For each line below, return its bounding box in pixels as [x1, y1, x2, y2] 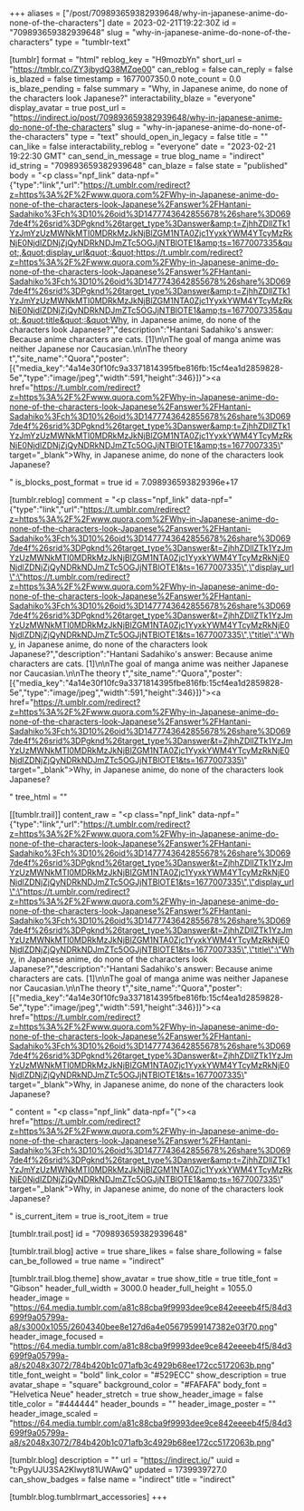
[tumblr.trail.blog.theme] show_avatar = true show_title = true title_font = [9, 1273, 279, 1283]
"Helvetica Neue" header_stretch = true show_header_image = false [9, 1388, 264, 1399]
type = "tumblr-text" [54, 36, 131, 47]
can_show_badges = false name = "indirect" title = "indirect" [9, 1474, 235, 1485]
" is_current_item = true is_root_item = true [9, 1211, 169, 1222]
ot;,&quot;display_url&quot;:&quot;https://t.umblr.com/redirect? [9, 247, 243, 258]
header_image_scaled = [9, 1408, 99, 1418]
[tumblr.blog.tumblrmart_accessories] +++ [9, 1492, 168, 1502]
